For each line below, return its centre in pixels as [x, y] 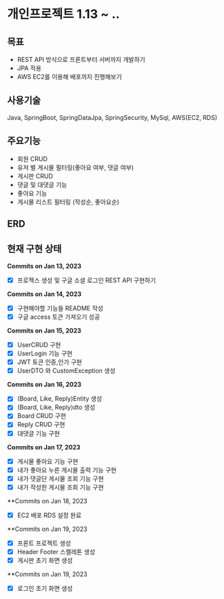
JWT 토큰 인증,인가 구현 [50, 362]
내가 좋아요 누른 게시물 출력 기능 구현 [67, 470]
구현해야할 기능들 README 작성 [60, 308]
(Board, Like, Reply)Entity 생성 [59, 399]
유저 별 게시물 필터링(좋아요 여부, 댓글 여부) [75, 167]
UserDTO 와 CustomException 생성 [66, 371]
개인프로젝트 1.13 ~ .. [64, 14]
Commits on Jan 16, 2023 [44, 385]
